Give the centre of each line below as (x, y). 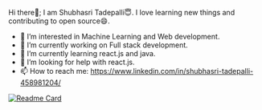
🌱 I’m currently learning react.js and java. (88, 53)
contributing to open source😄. (59, 21)
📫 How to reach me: (54, 71)
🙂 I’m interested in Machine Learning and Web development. (120, 37)
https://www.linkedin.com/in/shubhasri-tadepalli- (172, 71)
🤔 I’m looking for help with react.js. (77, 62)
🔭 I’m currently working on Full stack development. (104, 45)
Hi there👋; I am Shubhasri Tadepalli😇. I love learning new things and (122, 12)
